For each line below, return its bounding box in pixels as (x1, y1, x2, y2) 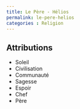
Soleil (15, 59, 29, 66)
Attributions (6, 42, 53, 53)
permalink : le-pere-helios (6, 15, 75, 21)
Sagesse (15, 78, 38, 85)
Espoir (15, 84, 32, 91)
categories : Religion (6, 20, 64, 26)
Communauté (15, 71, 50, 79)
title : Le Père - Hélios (6, 8, 69, 15)
